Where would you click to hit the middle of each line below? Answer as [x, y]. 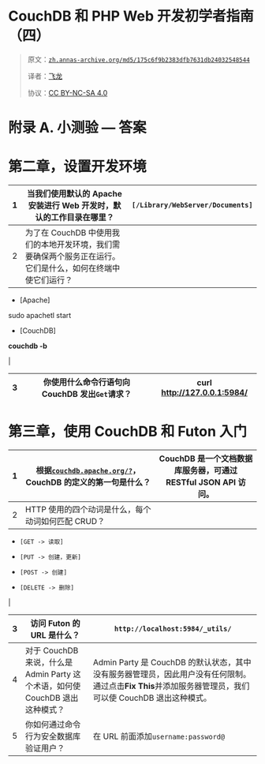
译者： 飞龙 [45, 76]
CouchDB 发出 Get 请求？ [86, 394]
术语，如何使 [57, 686]
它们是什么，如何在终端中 [73, 268]
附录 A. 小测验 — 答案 [77, 128]
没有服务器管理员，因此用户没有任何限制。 [172, 674]
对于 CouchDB [52, 650]
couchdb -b [28, 346]
